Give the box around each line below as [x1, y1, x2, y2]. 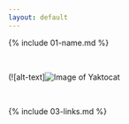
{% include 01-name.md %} [8, 37, 110, 48]
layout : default [8, 12, 68, 22]
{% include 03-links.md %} [8, 105, 108, 116]
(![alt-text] [8, 72, 46, 82]
